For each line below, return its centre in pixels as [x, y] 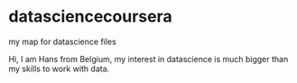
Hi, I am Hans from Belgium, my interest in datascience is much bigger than [148, 59]
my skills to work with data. [59, 69]
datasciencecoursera [90, 17]
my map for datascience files [62, 41]
